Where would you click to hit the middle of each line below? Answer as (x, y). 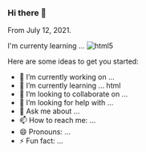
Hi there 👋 (27, 13)
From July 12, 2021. (39, 31)
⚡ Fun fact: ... (41, 141)
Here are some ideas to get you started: (73, 62)
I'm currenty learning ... (46, 46)
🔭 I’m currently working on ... (67, 77)
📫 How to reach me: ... (57, 121)
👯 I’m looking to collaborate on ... (73, 94)
